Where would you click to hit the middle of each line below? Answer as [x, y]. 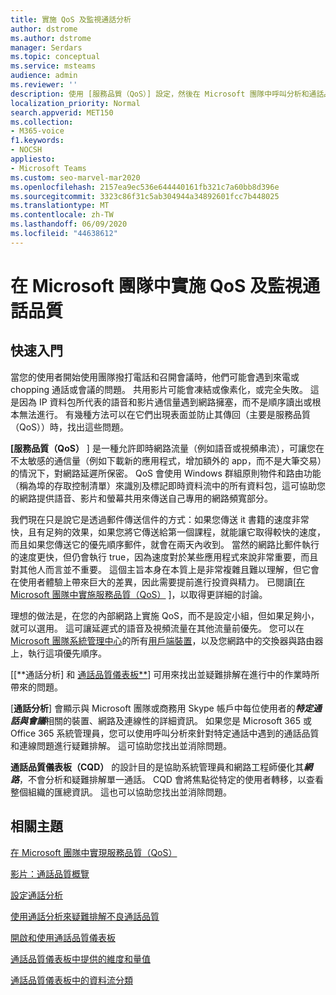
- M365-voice [37, 131]
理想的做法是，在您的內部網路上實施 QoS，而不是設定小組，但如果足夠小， [165, 615]
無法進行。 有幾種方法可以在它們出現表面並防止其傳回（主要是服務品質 [164, 414]
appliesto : [33, 159]
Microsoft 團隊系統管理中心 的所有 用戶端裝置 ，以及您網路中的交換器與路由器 [167, 640]
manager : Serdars [46, 47]
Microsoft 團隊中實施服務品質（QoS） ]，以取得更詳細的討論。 [139, 594]
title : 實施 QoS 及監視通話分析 [71, 19]
